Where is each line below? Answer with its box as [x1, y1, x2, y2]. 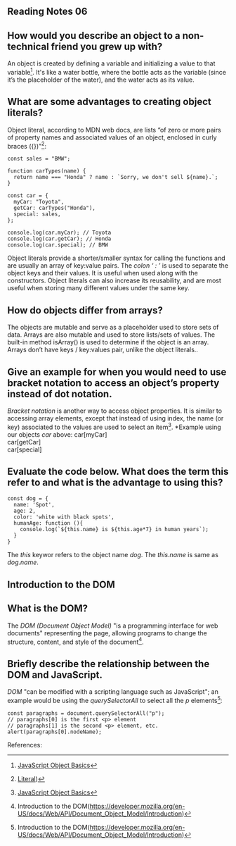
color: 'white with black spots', [13, 514, 114, 521]
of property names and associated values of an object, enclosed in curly [7, 133, 217, 142]
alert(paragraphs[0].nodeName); [7, 728, 102, 735]
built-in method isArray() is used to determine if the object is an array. [7, 338, 209, 347]
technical [7, 40, 49, 52]
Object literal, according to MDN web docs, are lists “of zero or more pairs [7, 125, 221, 134]
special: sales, [13, 211, 61, 218]
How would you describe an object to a [7, 30, 181, 42]
